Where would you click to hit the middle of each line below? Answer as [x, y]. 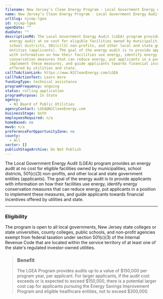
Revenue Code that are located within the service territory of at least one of [81, 243]
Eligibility [16, 216]
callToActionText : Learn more [36, 77]
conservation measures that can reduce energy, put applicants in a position [81, 189]
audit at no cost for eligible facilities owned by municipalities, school [73, 168]
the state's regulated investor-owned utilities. [50, 248]
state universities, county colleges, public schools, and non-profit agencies [80, 232]
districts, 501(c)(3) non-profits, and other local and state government [74, 173]
